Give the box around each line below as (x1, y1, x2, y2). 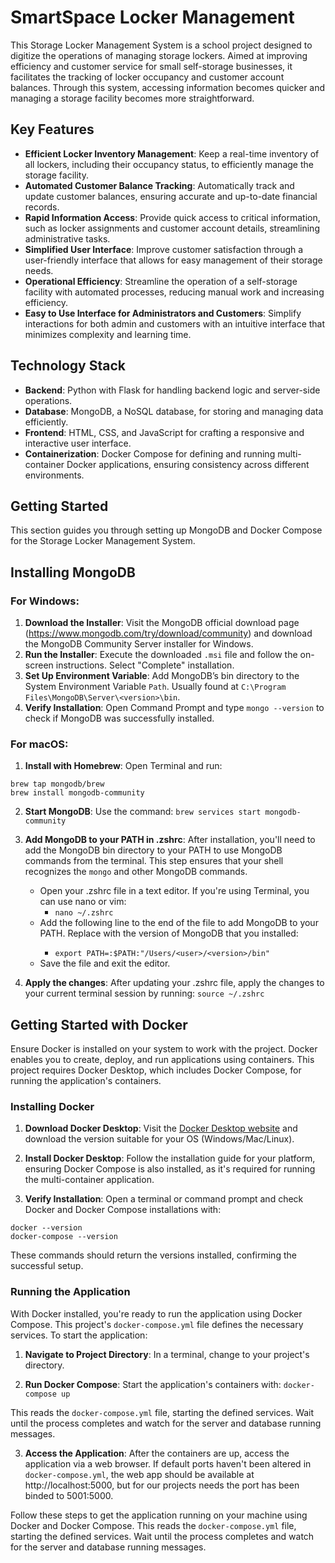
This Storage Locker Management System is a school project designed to (10, 39, 313, 51)
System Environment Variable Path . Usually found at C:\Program (24, 681, 287, 693)
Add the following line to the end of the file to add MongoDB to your (39, 917, 319, 929)
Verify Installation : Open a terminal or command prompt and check (24, 1193, 304, 1205)
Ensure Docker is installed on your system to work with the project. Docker (10, 1043, 318, 1055)
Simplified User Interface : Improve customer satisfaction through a (24, 243, 304, 255)
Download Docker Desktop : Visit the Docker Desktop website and (24, 1122, 298, 1135)
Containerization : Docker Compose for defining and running (24, 447, 276, 460)
